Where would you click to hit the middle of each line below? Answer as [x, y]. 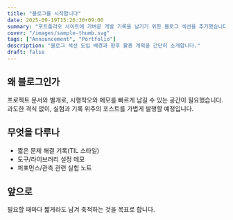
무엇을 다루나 [34, 132]
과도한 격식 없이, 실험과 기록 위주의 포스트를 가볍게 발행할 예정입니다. [101, 109]
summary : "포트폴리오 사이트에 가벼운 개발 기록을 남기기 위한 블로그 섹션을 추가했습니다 [117, 26]
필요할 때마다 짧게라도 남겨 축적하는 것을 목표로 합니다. [81, 210]
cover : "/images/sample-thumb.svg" [59, 33]
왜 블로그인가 [34, 82]
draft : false [26, 53]
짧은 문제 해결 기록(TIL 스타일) [58, 150]
